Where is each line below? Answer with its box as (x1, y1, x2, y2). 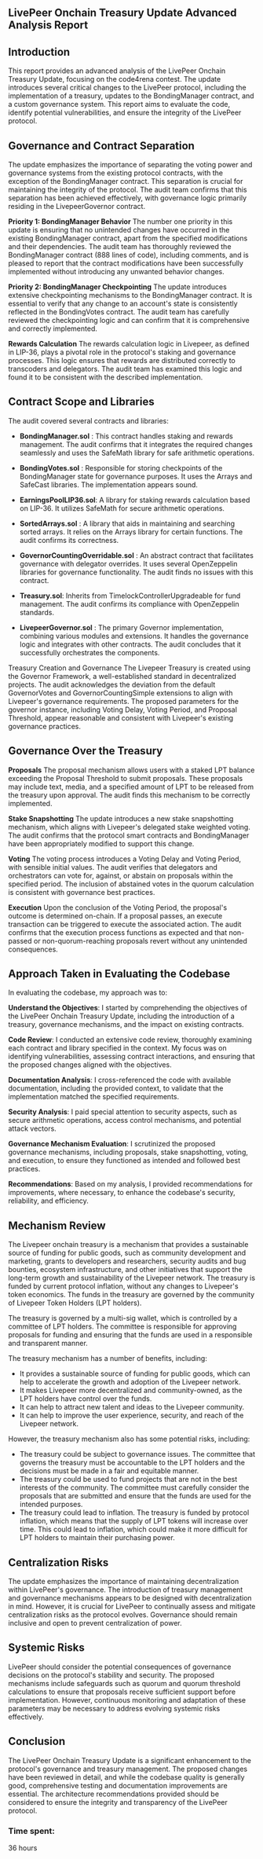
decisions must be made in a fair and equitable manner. (19, 1466, 199, 1476)
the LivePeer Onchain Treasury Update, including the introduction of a (8, 1011, 236, 1021)
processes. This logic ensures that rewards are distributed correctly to (8, 356, 236, 365)
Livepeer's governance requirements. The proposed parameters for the (8, 696, 239, 706)
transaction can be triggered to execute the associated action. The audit (8, 919, 242, 929)
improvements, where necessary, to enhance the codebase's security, (8, 1188, 236, 1197)
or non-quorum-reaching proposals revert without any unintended (34, 936, 247, 945)
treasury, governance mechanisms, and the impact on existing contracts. (8, 1020, 245, 1029)
